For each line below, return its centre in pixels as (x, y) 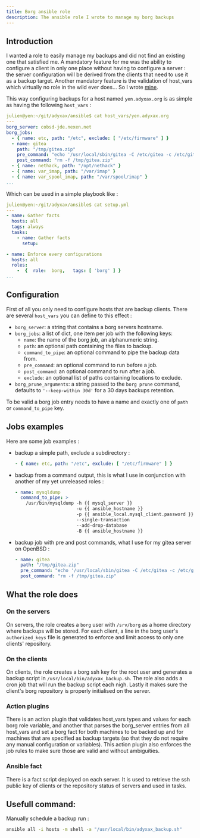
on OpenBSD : (32, 549)
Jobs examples (35, 427)
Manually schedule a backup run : (48, 818)
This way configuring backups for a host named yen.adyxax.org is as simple (99, 99)
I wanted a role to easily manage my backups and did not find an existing (96, 56)
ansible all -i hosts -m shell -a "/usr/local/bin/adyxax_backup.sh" (94, 830)
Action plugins (28, 706)
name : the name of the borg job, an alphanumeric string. (91, 339)
